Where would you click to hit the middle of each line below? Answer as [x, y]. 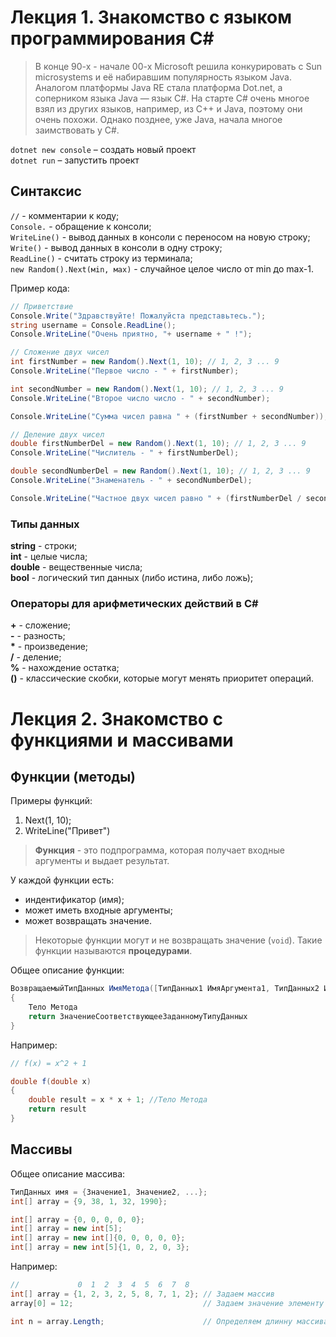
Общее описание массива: [68, 1173]
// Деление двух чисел [57, 434]
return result [57, 1109]
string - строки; [44, 546]
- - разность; [38, 636]
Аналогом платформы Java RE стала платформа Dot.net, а [158, 87]
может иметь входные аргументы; [98, 910]
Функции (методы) [73, 776]
